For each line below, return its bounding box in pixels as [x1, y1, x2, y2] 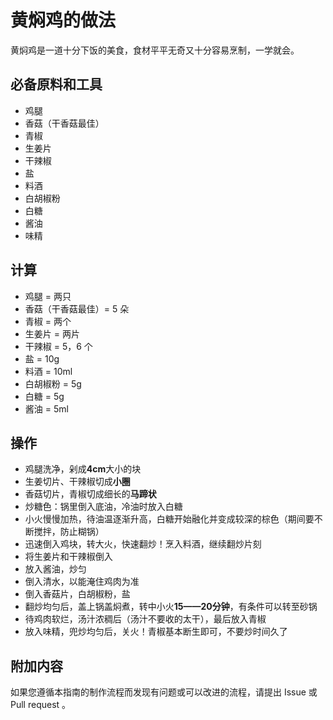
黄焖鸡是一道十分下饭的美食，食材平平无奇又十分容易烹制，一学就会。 [10, 44, 300, 56]
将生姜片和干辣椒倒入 [24, 551, 113, 563]
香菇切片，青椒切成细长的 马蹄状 [24, 488, 157, 500]
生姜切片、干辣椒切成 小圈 [24, 476, 131, 488]
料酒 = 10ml [24, 365, 73, 377]
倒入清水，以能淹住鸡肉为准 [24, 576, 140, 588]
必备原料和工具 [10, 76, 103, 93]
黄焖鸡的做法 [10, 9, 117, 32]
